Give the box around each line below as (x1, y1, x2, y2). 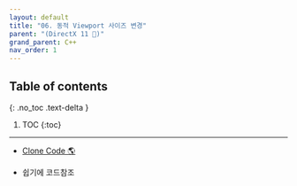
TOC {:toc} (21, 119, 62, 129)
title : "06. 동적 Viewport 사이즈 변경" (9, 21, 148, 30)
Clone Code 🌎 (21, 145, 76, 156)
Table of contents (9, 79, 108, 94)
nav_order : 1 (9, 46, 57, 55)
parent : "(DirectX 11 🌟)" (9, 29, 104, 38)
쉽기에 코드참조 (21, 167, 75, 177)
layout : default (9, 12, 69, 22)
